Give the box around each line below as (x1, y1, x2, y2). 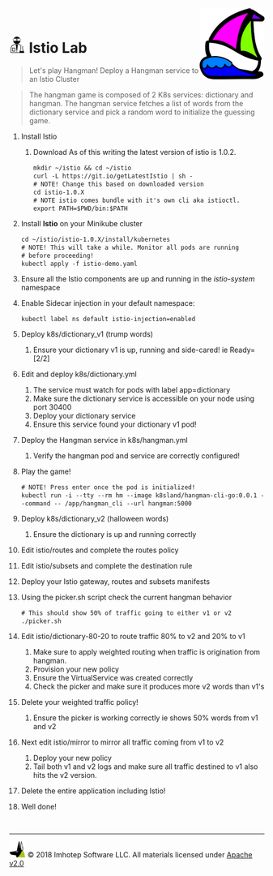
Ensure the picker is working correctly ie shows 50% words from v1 (32, 713, 258, 723)
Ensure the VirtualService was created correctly (32, 672, 194, 682)
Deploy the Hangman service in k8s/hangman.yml (20, 435, 189, 444)
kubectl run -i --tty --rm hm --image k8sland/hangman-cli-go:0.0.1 (20, 491, 258, 500)
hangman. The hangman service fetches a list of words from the (28, 98, 244, 108)
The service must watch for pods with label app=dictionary (32, 384, 231, 394)
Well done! (20, 801, 58, 811)
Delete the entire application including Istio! (20, 786, 166, 796)
